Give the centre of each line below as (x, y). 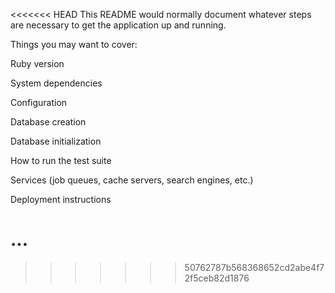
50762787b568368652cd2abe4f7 (254, 267)
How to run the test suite (61, 160)
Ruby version (37, 63)
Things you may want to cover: (74, 44)
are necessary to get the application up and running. (118, 25)
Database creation (48, 122)
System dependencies (56, 83)
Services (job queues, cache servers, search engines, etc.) (132, 180)
